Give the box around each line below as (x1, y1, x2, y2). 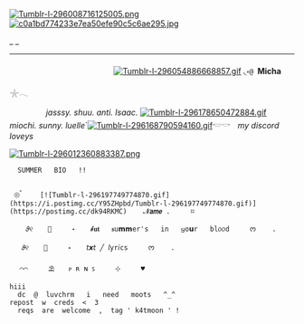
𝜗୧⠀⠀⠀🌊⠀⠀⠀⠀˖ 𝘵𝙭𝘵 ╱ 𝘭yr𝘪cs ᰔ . (21, 243, 176, 253)
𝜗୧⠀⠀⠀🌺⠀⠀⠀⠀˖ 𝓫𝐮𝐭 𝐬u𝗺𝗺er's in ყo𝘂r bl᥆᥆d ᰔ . (25, 224, 277, 233)
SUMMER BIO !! (17, 166, 88, 175)
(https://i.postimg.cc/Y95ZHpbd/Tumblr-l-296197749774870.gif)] (9, 199, 257, 208)
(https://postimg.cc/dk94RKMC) (9, 207, 128, 216)
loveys (9, 131, 34, 141)
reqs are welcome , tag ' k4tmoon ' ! (17, 306, 180, 315)
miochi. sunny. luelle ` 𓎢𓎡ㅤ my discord (9, 120, 280, 130)
